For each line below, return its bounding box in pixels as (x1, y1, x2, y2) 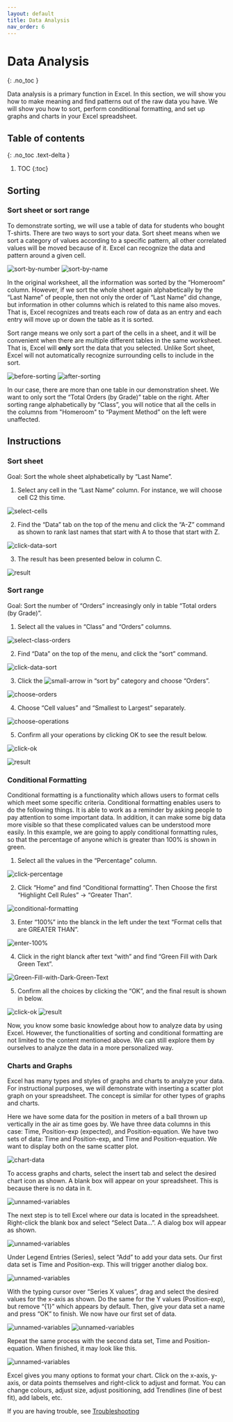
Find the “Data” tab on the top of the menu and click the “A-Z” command (17, 520, 225, 528)
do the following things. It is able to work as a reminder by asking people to (7, 806, 223, 814)
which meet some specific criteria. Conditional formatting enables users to (7, 799, 221, 807)
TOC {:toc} (17, 165, 49, 173)
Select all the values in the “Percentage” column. (17, 857, 158, 865)
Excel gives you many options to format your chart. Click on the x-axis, (7, 1371, 210, 1379)
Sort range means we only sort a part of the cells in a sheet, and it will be (7, 329, 217, 337)
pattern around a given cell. (7, 251, 86, 259)
